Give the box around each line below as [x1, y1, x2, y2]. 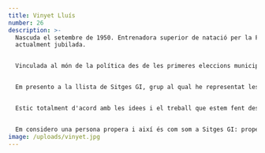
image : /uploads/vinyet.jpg [8, 132, 101, 140]
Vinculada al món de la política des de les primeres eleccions [15, 62, 231, 70]
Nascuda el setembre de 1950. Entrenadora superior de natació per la [15, 33, 252, 42]
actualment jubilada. [15, 41, 87, 49]
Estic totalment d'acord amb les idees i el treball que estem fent [15, 104, 245, 112]
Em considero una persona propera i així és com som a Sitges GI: [15, 125, 238, 133]
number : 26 [8, 19, 44, 27]
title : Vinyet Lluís [8, 11, 77, 20]
